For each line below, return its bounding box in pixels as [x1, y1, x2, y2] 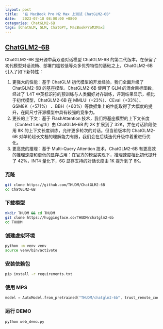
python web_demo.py [5, 319, 45, 324]
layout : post [5, 7, 32, 12]
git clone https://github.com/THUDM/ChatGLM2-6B [5, 182, 105, 187]
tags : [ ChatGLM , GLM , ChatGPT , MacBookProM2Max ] [5, 25, 105, 30]
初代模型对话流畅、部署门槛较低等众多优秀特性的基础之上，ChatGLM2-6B [5, 63, 153, 68]
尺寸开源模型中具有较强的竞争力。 [29, 109, 98, 115]
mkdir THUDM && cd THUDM [5, 211, 55, 216]
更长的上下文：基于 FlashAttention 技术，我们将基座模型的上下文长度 [12, 115, 150, 121]
